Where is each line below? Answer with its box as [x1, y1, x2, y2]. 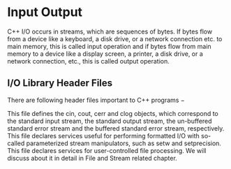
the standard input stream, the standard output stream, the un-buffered [7, 117, 212, 125]
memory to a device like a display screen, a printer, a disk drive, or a [7, 50, 204, 58]
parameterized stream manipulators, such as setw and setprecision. [26, 139, 222, 147]
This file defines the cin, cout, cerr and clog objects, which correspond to [7, 109, 218, 117]
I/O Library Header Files [7, 78, 113, 89]
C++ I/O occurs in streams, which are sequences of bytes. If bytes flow [7, 27, 213, 36]
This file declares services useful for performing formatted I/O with [7, 131, 200, 140]
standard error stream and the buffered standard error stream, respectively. [7, 124, 225, 133]
